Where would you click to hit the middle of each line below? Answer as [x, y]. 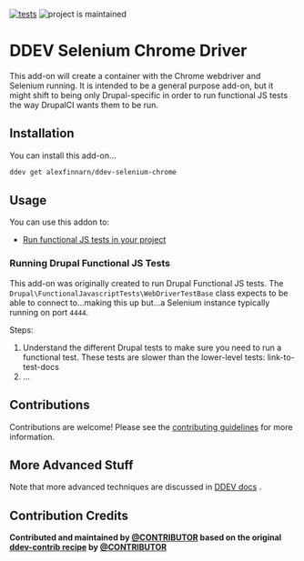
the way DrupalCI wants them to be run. [84, 105]
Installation [42, 133]
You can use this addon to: [60, 222]
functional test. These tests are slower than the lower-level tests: [144, 357]
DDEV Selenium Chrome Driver [128, 51]
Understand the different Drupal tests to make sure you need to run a [152, 347]
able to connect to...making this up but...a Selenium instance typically [140, 302]
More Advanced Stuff [71, 465]
